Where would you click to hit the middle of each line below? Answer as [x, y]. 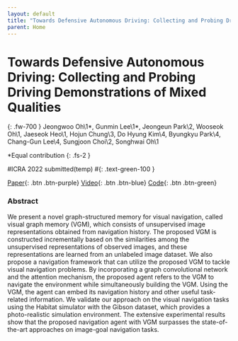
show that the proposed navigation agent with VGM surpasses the [104, 322]
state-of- [215, 322]
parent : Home [27, 27]
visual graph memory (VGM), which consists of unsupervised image [106, 224]
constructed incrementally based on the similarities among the [98, 239]
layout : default [31, 14]
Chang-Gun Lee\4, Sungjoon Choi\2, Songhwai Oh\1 [83, 141]
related [18, 299]
